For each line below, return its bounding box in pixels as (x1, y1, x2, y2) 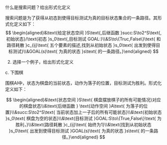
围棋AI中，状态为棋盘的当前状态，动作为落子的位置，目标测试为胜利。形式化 (5, 80, 162, 86)
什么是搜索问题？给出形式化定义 (5, 4, 71, 10)
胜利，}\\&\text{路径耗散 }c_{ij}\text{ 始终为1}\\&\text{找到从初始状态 (15, 122, 152, 128)
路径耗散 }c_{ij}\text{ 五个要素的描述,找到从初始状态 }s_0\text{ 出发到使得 (6, 42, 156, 48)
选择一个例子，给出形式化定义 (12, 59, 74, 65)
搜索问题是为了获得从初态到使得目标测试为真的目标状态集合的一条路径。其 (5, 15, 158, 21)
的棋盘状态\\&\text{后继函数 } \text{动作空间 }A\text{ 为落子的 (19, 103, 144, 109)
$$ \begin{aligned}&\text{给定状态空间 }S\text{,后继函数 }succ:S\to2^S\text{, (5, 30, 162, 36)
